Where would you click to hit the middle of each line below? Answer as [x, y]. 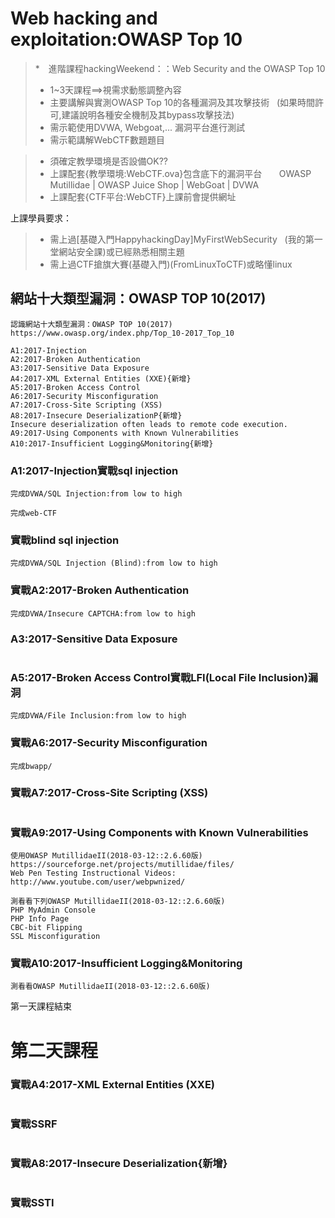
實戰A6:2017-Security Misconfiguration [109, 743]
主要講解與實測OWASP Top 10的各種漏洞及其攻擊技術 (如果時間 [182, 102]
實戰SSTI [32, 1203]
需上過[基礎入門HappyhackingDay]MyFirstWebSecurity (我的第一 [186, 239]
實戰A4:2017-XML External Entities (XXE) [112, 1084]
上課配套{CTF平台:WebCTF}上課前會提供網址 [143, 196]
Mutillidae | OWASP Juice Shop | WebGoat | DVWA [154, 184]
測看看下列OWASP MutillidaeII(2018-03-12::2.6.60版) [118, 902]
